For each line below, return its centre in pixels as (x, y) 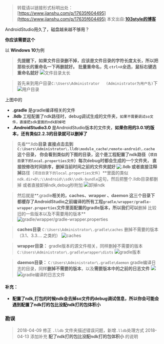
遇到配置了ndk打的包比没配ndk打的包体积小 (56, 305)
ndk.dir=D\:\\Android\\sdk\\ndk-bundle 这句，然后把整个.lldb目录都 (85, 179)
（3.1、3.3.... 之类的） (39, 235)
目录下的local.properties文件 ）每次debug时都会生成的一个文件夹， (84, 161)
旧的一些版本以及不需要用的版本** (51, 214)
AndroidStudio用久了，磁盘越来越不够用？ (47, 29)
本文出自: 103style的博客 (131, 19)
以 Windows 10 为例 (25, 50)
